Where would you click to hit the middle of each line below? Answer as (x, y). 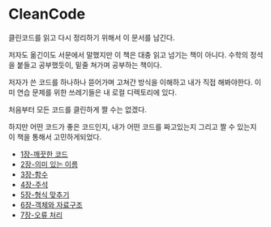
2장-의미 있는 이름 (49, 164)
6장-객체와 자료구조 (51, 204)
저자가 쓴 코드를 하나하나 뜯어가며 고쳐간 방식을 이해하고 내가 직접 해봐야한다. (131, 82)
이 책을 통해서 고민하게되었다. (55, 137)
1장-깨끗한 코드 (44, 154)
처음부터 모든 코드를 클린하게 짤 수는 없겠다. (78, 109)
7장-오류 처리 (41, 215)
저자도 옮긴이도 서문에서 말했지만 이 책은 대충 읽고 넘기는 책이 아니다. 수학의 (129, 54)
